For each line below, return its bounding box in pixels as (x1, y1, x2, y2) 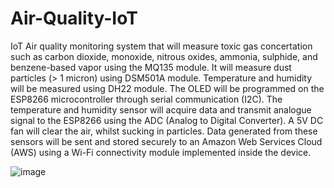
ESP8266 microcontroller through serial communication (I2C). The (10, 93, 283, 105)
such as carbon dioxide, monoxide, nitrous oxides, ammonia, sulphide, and (10, 50, 318, 62)
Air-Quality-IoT (10, 7, 138, 30)
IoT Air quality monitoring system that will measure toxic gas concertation (10, 40, 313, 52)
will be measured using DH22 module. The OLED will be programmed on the (10, 82, 325, 94)
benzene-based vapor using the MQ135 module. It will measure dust (10, 61, 292, 73)
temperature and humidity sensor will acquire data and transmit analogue (10, 103, 312, 116)
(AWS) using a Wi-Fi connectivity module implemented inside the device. (10, 146, 312, 158)
